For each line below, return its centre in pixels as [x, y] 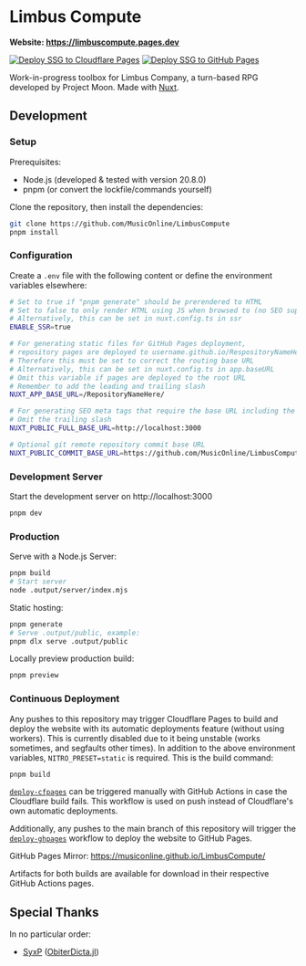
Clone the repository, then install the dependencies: [107, 206]
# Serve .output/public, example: [75, 633]
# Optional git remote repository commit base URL [107, 445]
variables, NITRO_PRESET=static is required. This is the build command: [142, 757]
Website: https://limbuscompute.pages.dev [94, 42]
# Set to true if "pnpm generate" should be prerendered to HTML [136, 302]
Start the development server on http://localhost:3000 [111, 496]
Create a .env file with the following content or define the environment [141, 275]
